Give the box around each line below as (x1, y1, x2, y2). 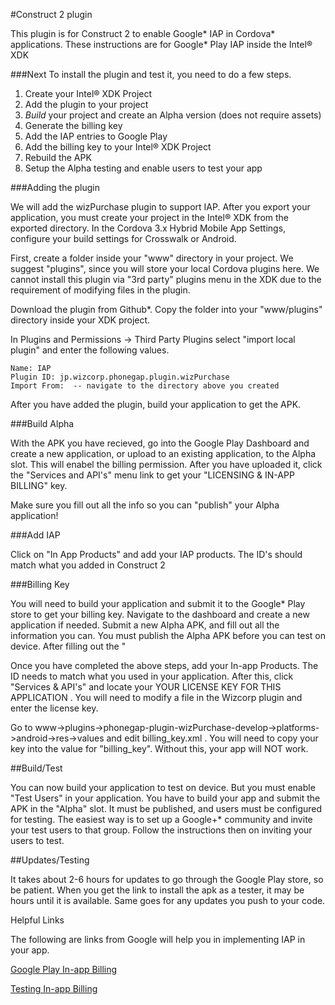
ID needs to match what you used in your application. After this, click (10, 670, 294, 682)
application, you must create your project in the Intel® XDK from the (10, 212, 290, 223)
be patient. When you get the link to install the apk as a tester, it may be (10, 884, 305, 896)
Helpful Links (10, 914, 65, 926)
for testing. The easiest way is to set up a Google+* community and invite (10, 814, 313, 825)
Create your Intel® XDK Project (24, 88, 153, 99)
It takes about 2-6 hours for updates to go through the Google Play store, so (10, 874, 324, 885)
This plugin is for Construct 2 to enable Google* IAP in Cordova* (10, 28, 276, 39)
